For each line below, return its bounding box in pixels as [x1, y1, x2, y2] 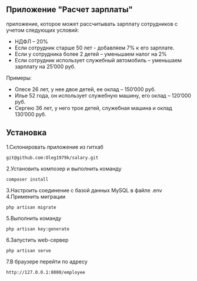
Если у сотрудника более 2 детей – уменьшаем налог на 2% [14, 50, 168, 58]
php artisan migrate [6, 204, 57, 210]
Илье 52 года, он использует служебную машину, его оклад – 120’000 [14, 92, 191, 99]
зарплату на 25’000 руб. [14, 63, 76, 70]
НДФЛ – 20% [14, 38, 48, 45]
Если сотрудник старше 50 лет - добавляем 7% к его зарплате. [14, 44, 175, 51]
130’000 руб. [14, 111, 46, 118]
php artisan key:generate [6, 226, 69, 232]
